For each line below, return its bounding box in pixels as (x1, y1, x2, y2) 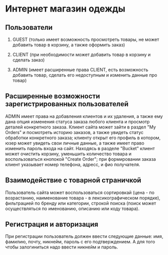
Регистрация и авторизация (5, 220, 99, 229)
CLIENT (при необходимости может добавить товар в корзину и (12, 51, 151, 57)
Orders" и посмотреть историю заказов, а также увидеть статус (5, 129, 144, 135)
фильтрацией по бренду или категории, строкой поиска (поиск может (5, 200, 156, 206)
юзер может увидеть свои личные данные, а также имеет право (5, 140, 144, 146)
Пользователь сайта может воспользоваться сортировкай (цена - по (5, 189, 155, 196)
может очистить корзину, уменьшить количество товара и (5, 151, 132, 157)
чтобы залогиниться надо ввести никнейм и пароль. (5, 244, 118, 250)
